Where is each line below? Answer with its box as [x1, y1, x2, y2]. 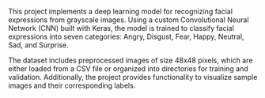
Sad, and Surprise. [8, 40, 69, 50]
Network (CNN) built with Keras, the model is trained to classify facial [8, 24, 235, 32]
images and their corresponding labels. [8, 81, 136, 90]
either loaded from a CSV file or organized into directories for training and [8, 64, 248, 73]
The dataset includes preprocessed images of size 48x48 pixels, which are [8, 55, 253, 65]
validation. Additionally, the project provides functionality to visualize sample [8, 73, 258, 81]
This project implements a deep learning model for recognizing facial [8, 7, 233, 16]
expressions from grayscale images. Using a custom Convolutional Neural [8, 15, 249, 24]
